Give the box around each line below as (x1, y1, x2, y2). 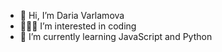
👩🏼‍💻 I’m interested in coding (19, 20, 137, 32)
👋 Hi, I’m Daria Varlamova (19, 10, 125, 21)
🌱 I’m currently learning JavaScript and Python (19, 31, 213, 42)
